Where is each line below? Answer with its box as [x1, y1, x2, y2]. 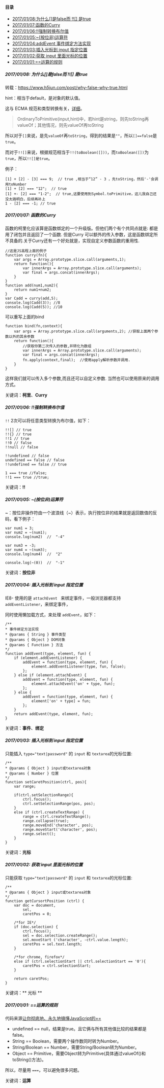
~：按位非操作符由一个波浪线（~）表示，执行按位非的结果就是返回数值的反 [5, 510, 157, 516]
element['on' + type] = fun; [31, 699, 91, 704]
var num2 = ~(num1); [5, 530, 48, 535]
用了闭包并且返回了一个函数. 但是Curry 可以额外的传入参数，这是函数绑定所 [5, 232, 158, 238]
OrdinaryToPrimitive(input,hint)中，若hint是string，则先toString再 [17, 116, 149, 122]
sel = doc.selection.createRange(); [23, 933, 98, 938]
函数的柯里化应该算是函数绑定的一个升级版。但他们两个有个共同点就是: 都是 [5, 225, 158, 231]
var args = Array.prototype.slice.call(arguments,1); [14, 257, 126, 262]
